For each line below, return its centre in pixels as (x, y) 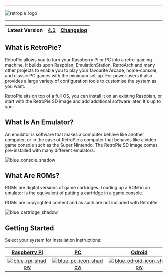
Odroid (139, 252)
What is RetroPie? (33, 47)
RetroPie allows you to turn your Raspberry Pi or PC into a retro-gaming (79, 59)
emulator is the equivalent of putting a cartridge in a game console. (74, 193)
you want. (15, 86)
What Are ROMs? (32, 176)
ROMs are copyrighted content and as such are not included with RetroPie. (82, 203)
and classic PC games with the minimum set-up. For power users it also (79, 75)
